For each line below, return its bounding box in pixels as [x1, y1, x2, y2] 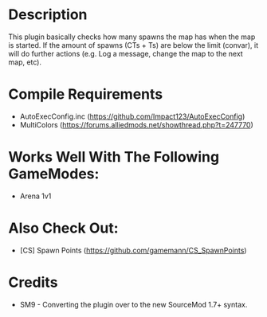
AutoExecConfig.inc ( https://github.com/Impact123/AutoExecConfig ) [19, 112, 245, 121]
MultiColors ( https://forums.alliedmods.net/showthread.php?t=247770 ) [19, 119, 253, 129]
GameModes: [8, 165, 100, 183]
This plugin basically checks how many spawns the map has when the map [8, 32, 256, 41]
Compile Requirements [8, 85, 163, 104]
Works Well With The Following [8, 148, 220, 166]
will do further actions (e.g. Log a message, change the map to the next [8, 49, 243, 58]
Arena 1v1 [19, 191, 52, 201]
